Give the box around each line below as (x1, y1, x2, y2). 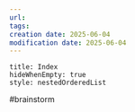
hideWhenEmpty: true (9, 71, 87, 80)
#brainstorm (9, 94, 56, 105)
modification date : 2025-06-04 (9, 38, 127, 47)
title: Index (9, 63, 58, 72)
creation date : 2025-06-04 (9, 30, 111, 39)
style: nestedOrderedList (9, 78, 106, 88)
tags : (9, 22, 30, 30)
